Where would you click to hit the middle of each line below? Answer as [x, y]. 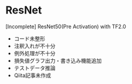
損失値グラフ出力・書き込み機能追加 [58, 61]
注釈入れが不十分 [35, 46]
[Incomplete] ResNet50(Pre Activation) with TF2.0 [66, 26]
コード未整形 [29, 38]
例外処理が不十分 [35, 53]
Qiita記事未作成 [32, 75]
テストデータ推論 [35, 68]
